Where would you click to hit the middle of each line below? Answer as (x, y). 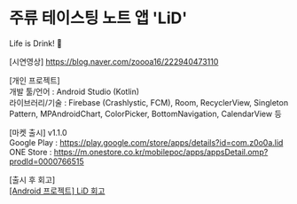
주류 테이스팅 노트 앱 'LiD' (98, 18)
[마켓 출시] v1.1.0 (39, 132)
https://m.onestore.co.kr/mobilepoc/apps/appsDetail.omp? (161, 152)
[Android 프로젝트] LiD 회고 (57, 191)
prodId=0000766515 (47, 161)
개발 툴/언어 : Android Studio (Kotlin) (74, 91)
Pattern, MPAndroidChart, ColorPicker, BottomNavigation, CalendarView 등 (145, 114)
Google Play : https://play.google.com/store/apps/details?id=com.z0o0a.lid (146, 142)
